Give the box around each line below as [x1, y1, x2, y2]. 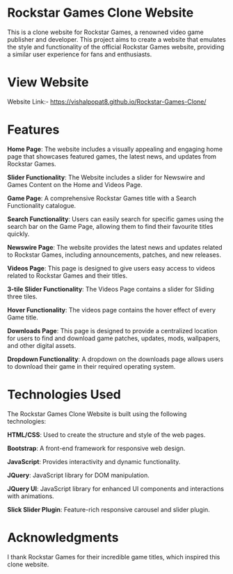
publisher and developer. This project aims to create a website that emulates [7, 35, 226, 43]
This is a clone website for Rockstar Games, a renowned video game [7, 28, 204, 36]
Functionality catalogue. [7, 201, 77, 209]
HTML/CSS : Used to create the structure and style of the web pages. [7, 430, 206, 439]
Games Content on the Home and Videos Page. [7, 180, 143, 189]
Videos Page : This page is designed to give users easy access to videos [7, 264, 216, 272]
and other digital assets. [7, 341, 77, 349]
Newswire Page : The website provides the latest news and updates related [7, 243, 223, 251]
